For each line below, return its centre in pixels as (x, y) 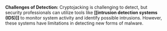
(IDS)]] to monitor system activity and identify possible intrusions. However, (84, 18)
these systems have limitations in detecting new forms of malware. (74, 23)
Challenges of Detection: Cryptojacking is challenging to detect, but (76, 7)
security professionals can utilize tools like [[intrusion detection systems (81, 12)
